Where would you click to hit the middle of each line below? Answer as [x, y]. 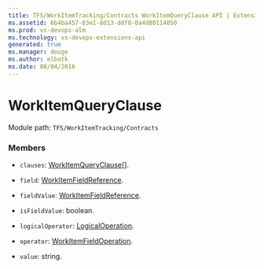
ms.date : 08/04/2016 [42, 67]
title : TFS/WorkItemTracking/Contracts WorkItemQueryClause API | [119, 15]
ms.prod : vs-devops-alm [47, 30]
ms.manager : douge [38, 52]
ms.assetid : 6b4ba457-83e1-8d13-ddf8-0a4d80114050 [93, 23]
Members [27, 148]
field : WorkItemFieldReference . [71, 180]
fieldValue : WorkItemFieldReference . [80, 195]
